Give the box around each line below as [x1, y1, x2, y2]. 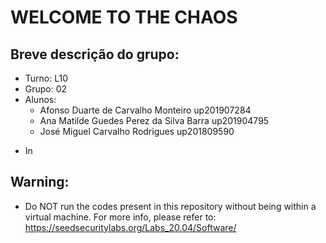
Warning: [10, 174, 70, 191]
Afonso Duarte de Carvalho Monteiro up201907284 [39, 104, 252, 116]
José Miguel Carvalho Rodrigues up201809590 [39, 126, 235, 137]
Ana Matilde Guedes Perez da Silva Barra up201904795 [39, 115, 270, 126]
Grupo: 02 [24, 83, 68, 95]
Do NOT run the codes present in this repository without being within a [24, 200, 317, 212]
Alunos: [24, 94, 57, 105]
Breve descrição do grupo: [10, 46, 180, 63]
